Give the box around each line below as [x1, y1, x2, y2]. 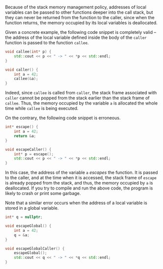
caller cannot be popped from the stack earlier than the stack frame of [5, 95, 150, 101]
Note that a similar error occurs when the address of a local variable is [5, 200, 147, 206]
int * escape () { [5, 125, 38, 130]
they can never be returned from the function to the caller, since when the [5, 15, 155, 20]
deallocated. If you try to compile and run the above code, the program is [5, 185, 153, 191]
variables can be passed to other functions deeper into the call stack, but [5, 9, 153, 15]
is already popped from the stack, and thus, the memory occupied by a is [5, 180, 153, 186]
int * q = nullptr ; [5, 215, 43, 220]
